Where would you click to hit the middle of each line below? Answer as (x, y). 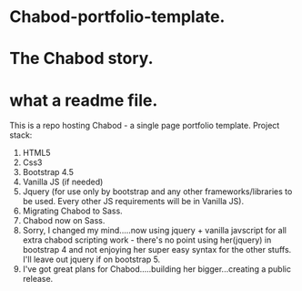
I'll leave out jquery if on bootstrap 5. (91, 260)
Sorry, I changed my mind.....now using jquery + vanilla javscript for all (154, 231)
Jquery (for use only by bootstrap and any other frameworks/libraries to (157, 192)
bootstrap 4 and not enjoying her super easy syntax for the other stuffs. (157, 250)
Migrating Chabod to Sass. (72, 211)
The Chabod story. (81, 59)
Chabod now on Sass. (64, 221)
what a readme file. (84, 100)
